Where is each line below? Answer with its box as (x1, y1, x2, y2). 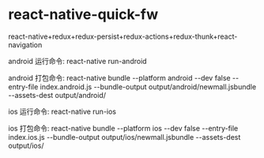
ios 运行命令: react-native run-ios (8, 107, 117, 116)
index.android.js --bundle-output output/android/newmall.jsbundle (40, 81, 257, 92)
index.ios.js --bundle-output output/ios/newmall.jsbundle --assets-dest (8, 132, 241, 141)
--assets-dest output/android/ (8, 90, 107, 100)
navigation (8, 39, 43, 49)
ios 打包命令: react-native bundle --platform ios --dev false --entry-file (8, 123, 239, 133)
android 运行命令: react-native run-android (8, 56, 148, 66)
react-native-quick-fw (8, 6, 159, 24)
